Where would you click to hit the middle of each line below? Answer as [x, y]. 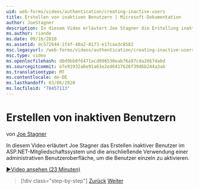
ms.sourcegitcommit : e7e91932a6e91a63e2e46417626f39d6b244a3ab [86, 66]
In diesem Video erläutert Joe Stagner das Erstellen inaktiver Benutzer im [95, 145]
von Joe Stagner [26, 134]
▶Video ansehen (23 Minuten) [44, 169]
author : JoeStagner [30, 22]
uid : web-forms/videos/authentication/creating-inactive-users [86, 12]
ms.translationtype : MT [36, 72]
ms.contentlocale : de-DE [37, 77]
